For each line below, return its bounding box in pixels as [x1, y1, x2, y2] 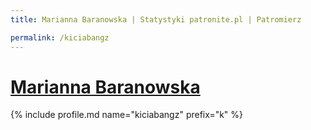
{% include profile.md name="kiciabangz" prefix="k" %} [10, 109, 244, 121]
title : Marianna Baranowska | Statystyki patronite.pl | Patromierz [10, 14, 302, 25]
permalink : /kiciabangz [10, 32, 110, 43]
